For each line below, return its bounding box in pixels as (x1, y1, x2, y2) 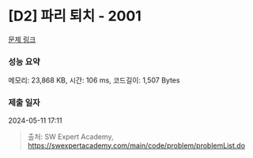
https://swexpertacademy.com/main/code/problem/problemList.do (27, 141, 246, 150)
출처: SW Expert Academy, (27, 131, 114, 141)
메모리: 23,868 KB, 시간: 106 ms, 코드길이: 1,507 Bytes (8, 75, 180, 85)
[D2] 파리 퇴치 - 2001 (8, 7, 142, 25)
